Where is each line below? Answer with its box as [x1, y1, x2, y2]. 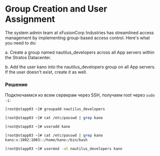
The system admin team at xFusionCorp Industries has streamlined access [5, 30, 154, 35]
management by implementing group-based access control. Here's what [5, 35, 150, 41]
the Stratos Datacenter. [5, 54, 51, 60]
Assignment [5, 14, 55, 25]
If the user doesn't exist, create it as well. [5, 69, 87, 75]
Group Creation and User [5, 3, 108, 15]
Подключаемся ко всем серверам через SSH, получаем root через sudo [5, 92, 155, 98]
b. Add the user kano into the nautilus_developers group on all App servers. [5, 64, 156, 70]
